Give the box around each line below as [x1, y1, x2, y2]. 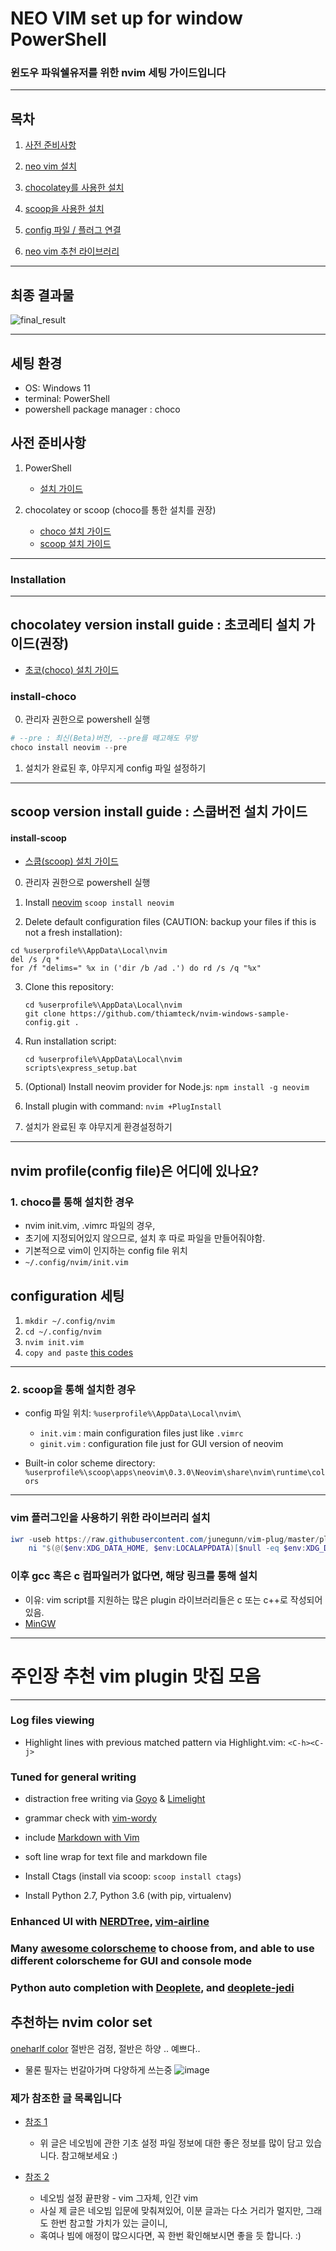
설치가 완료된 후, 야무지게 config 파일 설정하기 [24, 762, 207, 774]
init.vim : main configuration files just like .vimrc [39, 1427, 244, 1439]
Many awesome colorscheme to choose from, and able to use [10, 1942, 315, 1955]
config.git [24, 1018, 71, 1028]
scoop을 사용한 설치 [24, 203, 105, 215]
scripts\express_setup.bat [24, 1063, 138, 1074]
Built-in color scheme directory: [24, 1457, 156, 1469]
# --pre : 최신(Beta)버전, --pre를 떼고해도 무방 [10, 733, 198, 744]
